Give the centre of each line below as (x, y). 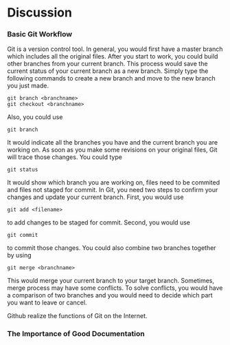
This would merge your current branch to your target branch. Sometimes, (111, 281)
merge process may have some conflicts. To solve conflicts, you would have (115, 288)
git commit (23, 236)
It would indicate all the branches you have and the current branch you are (113, 143)
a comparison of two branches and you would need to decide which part (110, 295)
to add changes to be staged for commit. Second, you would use (99, 222)
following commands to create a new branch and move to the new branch (112, 79)
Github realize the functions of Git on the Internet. (77, 316)
